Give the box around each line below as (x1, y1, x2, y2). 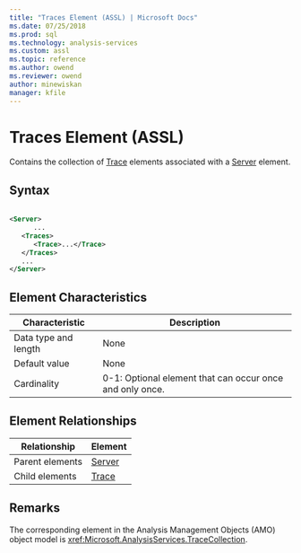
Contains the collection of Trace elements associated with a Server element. (9, 156, 291, 167)
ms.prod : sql (9, 30, 58, 39)
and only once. (102, 383, 166, 396)
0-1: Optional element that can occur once (102, 372, 284, 384)
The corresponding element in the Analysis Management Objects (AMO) (9, 524, 276, 535)
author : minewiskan (9, 80, 82, 89)
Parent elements (13, 455, 83, 468)
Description (169, 316, 221, 329)
